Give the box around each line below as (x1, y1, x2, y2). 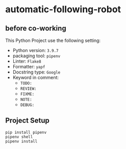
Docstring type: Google (12, 69, 61, 75)
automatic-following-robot (5, 4, 121, 15)
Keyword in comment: (12, 74, 59, 80)
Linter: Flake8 (12, 58, 42, 64)
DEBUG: (20, 103, 35, 108)
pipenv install (5, 139, 38, 144)
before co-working (5, 24, 66, 33)
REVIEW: (20, 86, 37, 91)
